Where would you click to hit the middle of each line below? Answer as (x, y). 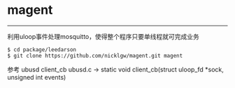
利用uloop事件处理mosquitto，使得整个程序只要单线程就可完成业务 (103, 36)
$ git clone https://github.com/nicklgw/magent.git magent (95, 55)
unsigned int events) (37, 77)
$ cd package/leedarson (42, 50)
